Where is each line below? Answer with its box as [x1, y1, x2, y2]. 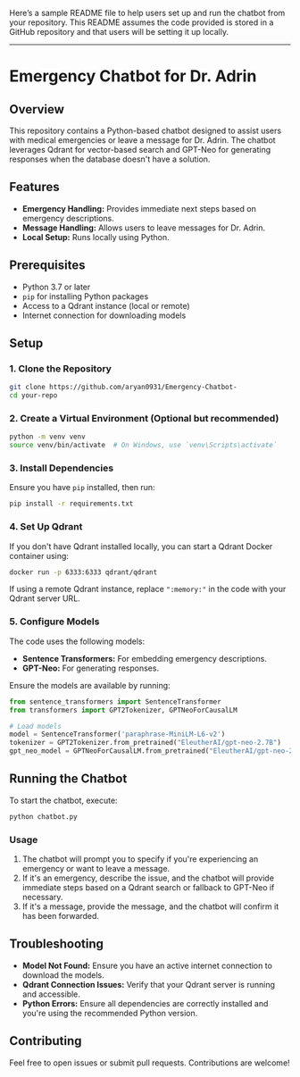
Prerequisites [9, 258, 86, 273]
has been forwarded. [21, 910, 100, 921]
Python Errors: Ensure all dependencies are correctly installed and [21, 998, 269, 1008]
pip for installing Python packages [21, 290, 149, 302]
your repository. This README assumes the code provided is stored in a [9, 17, 274, 28]
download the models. [21, 969, 104, 981]
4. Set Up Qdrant [9, 521, 83, 533]
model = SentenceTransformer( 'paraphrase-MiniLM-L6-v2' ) [9, 730, 226, 739]
